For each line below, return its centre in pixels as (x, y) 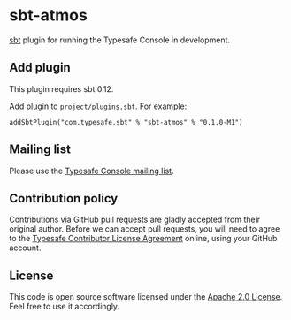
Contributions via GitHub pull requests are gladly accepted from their (135, 220)
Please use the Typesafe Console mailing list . (92, 171)
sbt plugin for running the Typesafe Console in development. (120, 40)
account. (25, 248)
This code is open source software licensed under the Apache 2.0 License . (146, 297)
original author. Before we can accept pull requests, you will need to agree (145, 229)
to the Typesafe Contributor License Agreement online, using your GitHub (143, 239)
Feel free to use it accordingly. (65, 307)
